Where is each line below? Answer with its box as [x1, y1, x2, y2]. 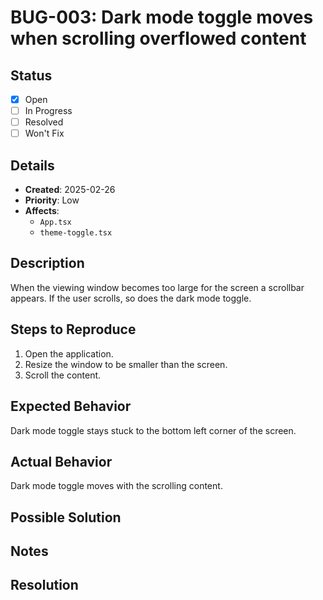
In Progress [24, 105, 73, 117]
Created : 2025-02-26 [24, 184, 116, 196]
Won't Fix [24, 127, 65, 140]
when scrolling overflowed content [10, 27, 307, 50]
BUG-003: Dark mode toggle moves [10, 6, 314, 29]
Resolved [24, 116, 64, 128]
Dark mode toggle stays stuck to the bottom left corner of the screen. [10, 424, 297, 436]
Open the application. [24, 347, 114, 360]
